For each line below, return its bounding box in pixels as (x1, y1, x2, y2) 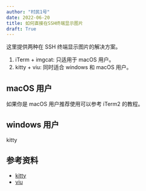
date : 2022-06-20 (6, 15, 50, 21)
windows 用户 (6, 119, 59, 130)
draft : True (6, 25, 36, 32)
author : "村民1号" (6, 8, 50, 15)
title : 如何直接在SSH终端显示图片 (6, 20, 84, 26)
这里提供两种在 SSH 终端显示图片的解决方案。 (6, 43, 121, 50)
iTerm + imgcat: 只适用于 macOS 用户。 (15, 56, 114, 64)
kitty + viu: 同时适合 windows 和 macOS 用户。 (15, 64, 132, 71)
